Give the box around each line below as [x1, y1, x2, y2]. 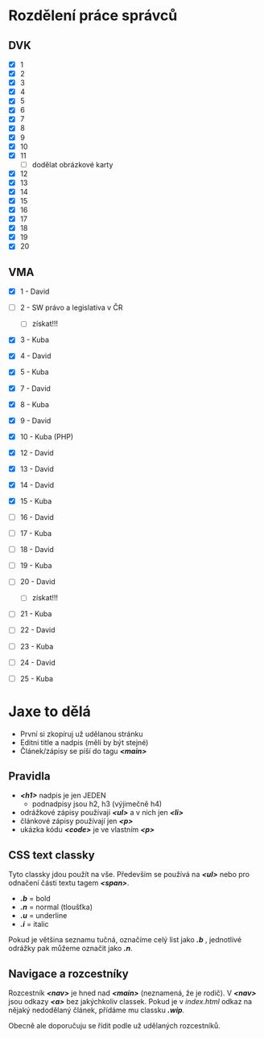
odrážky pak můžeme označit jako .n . [8, 944, 133, 954]
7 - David [19, 383, 51, 393]
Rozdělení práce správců [8, 6, 178, 25]
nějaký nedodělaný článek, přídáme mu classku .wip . [8, 1005, 185, 1015]
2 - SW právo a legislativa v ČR [19, 303, 123, 312]
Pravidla [8, 769, 51, 783]
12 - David [19, 447, 54, 457]
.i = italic [19, 920, 50, 929]
